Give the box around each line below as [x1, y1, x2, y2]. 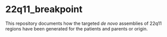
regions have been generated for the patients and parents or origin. [5, 25, 148, 31]
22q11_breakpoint [5, 4, 83, 15]
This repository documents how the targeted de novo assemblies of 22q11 [5, 20, 162, 26]
